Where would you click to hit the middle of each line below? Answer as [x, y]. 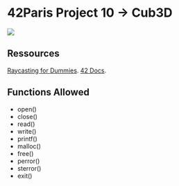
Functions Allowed [49, 92]
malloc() [29, 146]
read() [26, 124]
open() [27, 109]
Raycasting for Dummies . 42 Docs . [57, 70]
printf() [27, 139]
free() [25, 153]
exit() [25, 176]
